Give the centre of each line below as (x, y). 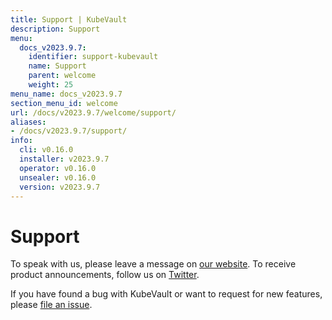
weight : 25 (51, 85)
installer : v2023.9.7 (64, 159)
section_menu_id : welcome (64, 103)
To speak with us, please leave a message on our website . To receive (153, 264)
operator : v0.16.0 (58, 168)
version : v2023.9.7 (60, 187)
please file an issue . (51, 305)
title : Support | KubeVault (69, 19)
